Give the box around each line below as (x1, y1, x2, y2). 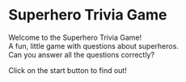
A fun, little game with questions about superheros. (8, 41, 180, 50)
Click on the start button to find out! (8, 65, 127, 75)
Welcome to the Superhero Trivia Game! (8, 32, 142, 42)
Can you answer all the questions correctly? (8, 50, 155, 59)
